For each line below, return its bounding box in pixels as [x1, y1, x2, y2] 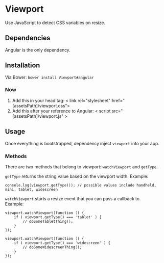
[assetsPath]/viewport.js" [12, 113, 64, 119]
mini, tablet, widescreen [5, 187, 58, 192]
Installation [5, 61, 40, 70]
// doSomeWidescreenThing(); [23, 244, 82, 250]
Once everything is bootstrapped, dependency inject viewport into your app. [5, 140, 159, 146]
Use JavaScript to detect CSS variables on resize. [5, 20, 105, 26]
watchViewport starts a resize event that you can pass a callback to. [5, 195, 141, 202]
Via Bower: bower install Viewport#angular [5, 74, 94, 80]
